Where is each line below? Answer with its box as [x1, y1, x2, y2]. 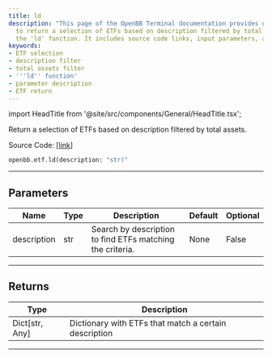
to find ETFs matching [91, 234, 175, 245]
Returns [8, 280, 50, 293]
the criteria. [91, 244, 135, 255]
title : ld [8, 11, 42, 20]
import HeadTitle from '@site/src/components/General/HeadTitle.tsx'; [8, 109, 242, 119]
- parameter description [8, 79, 92, 87]
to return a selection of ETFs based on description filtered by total [15, 27, 263, 35]
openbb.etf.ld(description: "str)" [8, 156, 129, 164]
